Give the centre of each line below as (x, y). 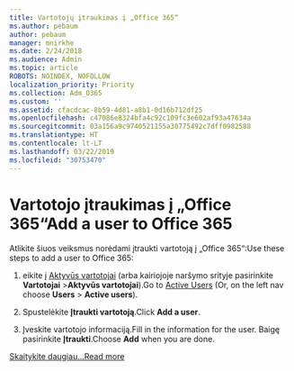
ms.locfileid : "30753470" (58, 160)
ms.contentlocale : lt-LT (56, 143)
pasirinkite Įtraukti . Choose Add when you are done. (119, 339)
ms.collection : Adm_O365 (56, 93)
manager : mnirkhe (42, 43)
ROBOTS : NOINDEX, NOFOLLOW (60, 77)
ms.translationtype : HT (54, 135)
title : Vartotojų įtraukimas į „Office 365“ (94, 18)
